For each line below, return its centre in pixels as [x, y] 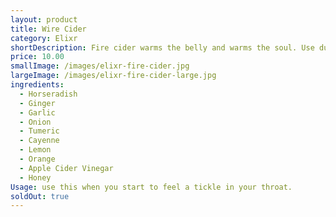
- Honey [35, 177]
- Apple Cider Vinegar [66, 168]
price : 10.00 [37, 57]
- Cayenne [39, 141]
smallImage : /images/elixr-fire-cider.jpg [100, 66]
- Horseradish [48, 94]
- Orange [37, 159]
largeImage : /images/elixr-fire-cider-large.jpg [113, 76]
